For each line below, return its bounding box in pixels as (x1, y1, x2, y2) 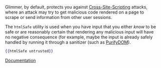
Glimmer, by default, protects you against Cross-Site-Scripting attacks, (5, 4, 148, 10)
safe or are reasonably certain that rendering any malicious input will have (5, 29, 154, 34)
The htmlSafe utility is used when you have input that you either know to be (5, 24, 156, 30)
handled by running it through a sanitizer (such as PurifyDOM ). (5, 39, 131, 45)
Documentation (5, 57, 36, 63)
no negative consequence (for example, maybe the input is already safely (5, 34, 153, 40)
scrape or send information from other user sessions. (5, 15, 112, 20)
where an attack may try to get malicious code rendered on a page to (5, 9, 144, 15)
